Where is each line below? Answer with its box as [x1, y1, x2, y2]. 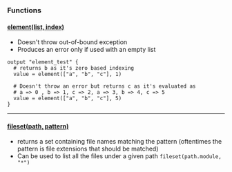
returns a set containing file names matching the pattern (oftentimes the [17, 137, 222, 146]
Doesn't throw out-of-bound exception [17, 38, 128, 46]
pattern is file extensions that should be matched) [17, 144, 159, 153]
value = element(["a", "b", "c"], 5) [13, 95, 122, 102]
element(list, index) [7, 23, 64, 31]
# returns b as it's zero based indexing [13, 65, 135, 72]
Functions [7, 6, 41, 15]
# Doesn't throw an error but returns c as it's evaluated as [13, 83, 196, 90]
